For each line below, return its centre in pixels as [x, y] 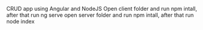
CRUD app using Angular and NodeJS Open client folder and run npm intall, [102, 9]
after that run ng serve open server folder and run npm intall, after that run [100, 15]
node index [21, 21]
